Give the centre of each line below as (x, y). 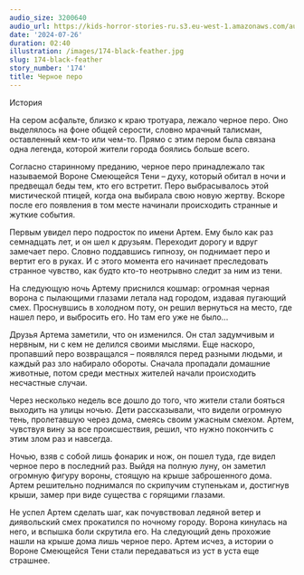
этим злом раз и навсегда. (61, 438)
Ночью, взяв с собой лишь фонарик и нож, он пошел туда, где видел (142, 456)
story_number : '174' (48, 69)
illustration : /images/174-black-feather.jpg (96, 52)
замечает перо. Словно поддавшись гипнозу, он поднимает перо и (140, 251)
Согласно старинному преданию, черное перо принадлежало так (137, 166)
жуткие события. (42, 215)
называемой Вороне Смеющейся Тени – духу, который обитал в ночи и (148, 176)
